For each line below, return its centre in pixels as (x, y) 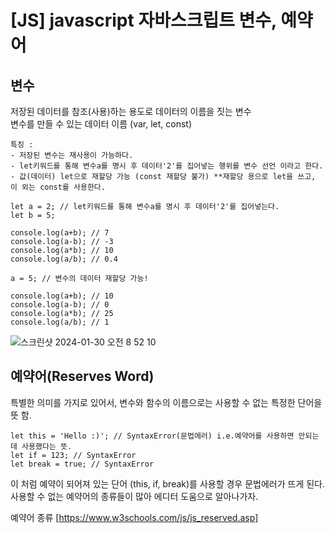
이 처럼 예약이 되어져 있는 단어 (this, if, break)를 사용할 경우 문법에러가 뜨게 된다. (168, 483)
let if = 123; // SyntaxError (73, 455)
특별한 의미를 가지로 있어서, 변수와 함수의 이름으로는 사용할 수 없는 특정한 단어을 (166, 402)
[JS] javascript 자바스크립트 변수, (143, 20)
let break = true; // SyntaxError (82, 464)
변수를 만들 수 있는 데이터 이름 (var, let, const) (101, 124)
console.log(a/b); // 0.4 (64, 259)
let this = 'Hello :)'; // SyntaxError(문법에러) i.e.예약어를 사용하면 (152, 436)
